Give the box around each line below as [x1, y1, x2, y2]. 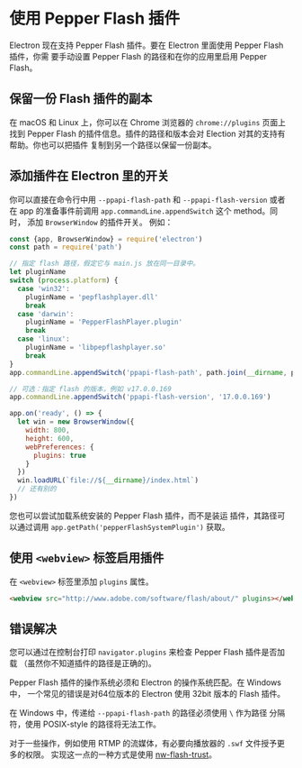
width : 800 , [25, 425, 70, 435]
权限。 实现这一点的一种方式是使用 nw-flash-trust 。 [24, 749, 218, 760]
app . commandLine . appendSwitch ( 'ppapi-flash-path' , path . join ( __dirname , [9, 368, 288, 377]
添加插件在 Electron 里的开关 [9, 169, 169, 184]
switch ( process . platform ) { [9, 276, 119, 285]
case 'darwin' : [17, 309, 75, 318]
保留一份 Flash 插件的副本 [9, 91, 153, 106]
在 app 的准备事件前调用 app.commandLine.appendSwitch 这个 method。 [9, 205, 271, 216]
